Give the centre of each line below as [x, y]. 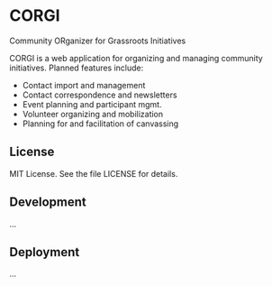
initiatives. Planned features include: [77, 68]
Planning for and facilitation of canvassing [100, 124]
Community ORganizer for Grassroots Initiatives [98, 41]
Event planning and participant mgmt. [92, 104]
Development [48, 203]
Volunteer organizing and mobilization [93, 114]
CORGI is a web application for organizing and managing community [136, 58]
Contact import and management [84, 85]
